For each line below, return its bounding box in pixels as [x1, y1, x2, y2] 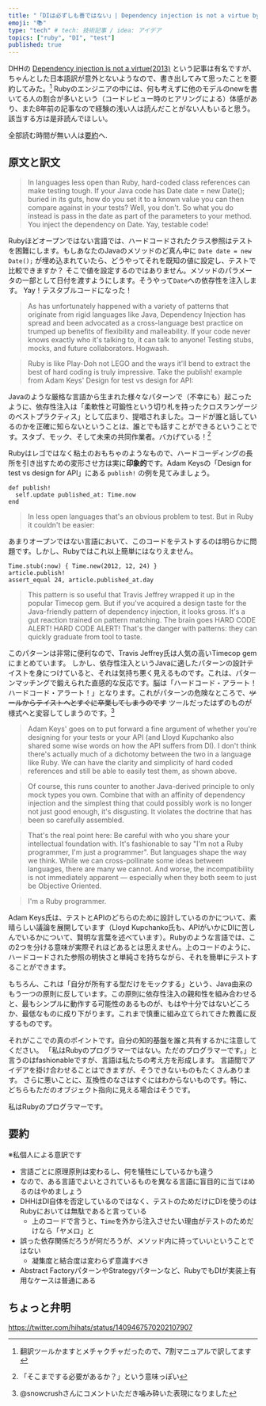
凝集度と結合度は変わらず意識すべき [31, 1255, 150, 1265]
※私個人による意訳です [8, 1149, 82, 1159]
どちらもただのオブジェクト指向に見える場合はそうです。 [8, 1084, 196, 1094]
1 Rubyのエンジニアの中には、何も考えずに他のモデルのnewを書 [49, 82, 258, 93]
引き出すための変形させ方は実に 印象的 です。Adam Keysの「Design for [21, 459, 252, 468]
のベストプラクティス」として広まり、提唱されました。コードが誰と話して [8, 411, 251, 421]
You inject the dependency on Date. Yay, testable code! [27, 219, 209, 229]
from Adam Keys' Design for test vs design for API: [27, 375, 194, 385]
